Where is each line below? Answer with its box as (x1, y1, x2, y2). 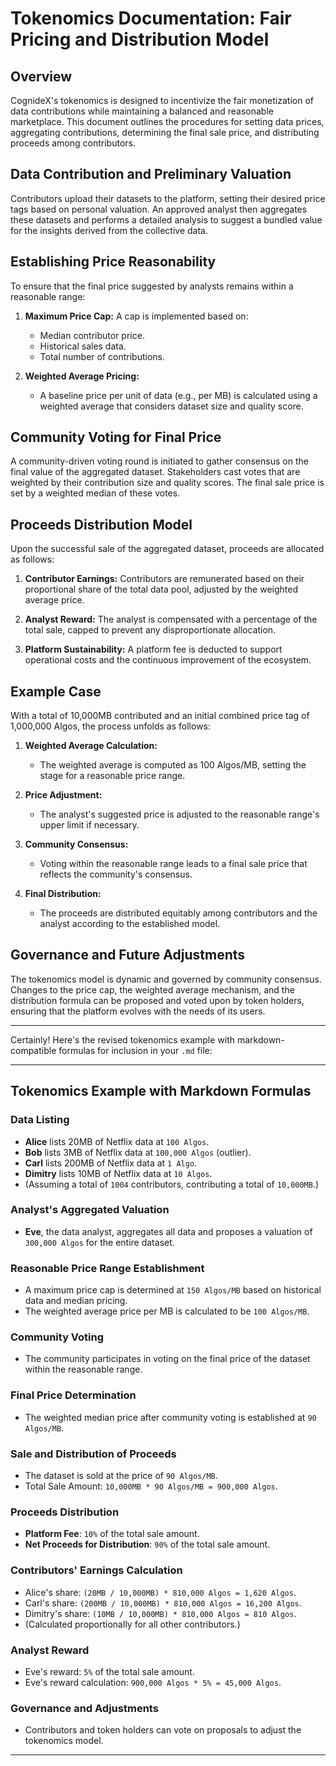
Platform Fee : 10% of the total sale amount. (24, 1528, 200, 1540)
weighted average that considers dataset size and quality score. (39, 400, 304, 412)
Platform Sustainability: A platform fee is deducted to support (24, 643, 283, 656)
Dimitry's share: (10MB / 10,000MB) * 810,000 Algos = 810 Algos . (24, 1607, 297, 1619)
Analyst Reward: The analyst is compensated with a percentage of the (24, 613, 318, 626)
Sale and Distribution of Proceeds (10, 1447, 177, 1461)
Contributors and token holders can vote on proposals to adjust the (24, 1724, 302, 1736)
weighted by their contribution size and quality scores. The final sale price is (10, 477, 325, 489)
